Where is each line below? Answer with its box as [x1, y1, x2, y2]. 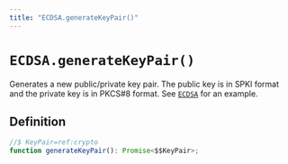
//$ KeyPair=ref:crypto [9, 138, 99, 147]
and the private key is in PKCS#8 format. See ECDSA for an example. [9, 87, 258, 99]
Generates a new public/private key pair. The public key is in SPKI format [9, 78, 280, 89]
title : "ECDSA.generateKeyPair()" [9, 13, 139, 23]
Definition [9, 114, 66, 129]
